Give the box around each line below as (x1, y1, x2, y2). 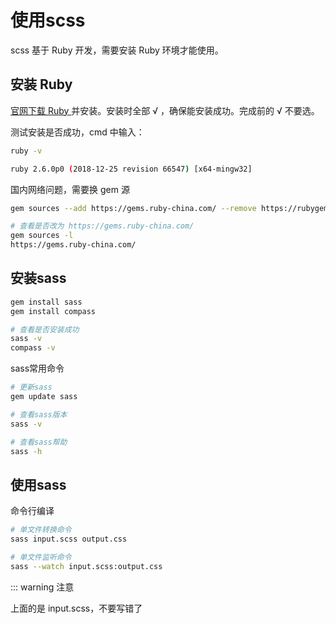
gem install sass (10, 297, 83, 307)
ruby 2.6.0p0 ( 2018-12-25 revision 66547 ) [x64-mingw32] (10, 164, 253, 174)
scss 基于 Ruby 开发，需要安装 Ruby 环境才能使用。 (10, 44, 224, 56)
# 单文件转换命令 (10, 525, 72, 535)
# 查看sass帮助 (10, 437, 68, 447)
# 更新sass (10, 382, 53, 393)
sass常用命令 (10, 362, 65, 375)
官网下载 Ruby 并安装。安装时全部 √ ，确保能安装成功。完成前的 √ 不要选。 (10, 104, 320, 116)
